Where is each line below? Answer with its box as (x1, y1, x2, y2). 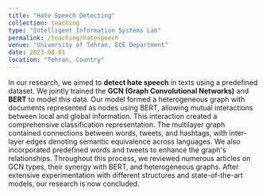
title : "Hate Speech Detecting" (8, 11, 115, 20)
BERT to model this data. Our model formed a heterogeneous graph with (8, 94, 245, 104)
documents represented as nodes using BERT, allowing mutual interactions (8, 102, 253, 112)
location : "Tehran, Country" (8, 56, 105, 64)
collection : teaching (8, 19, 80, 27)
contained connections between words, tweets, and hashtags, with (8, 128, 228, 137)
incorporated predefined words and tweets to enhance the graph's (8, 144, 226, 155)
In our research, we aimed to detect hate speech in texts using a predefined (8, 77, 258, 87)
